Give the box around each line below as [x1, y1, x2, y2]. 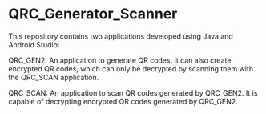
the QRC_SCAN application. [8, 72, 99, 82]
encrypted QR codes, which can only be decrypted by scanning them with [8, 63, 254, 73]
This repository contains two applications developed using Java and [8, 31, 234, 41]
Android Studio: [8, 39, 60, 49]
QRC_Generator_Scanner [8, 5, 178, 23]
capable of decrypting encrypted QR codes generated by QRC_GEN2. [8, 96, 238, 106]
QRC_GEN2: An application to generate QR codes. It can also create [8, 55, 232, 65]
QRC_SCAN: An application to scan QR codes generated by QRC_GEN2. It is [8, 88, 258, 97]
